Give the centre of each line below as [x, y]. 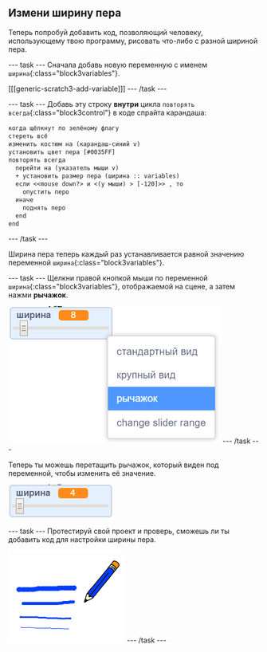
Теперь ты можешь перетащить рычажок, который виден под [114, 465]
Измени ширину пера [65, 13]
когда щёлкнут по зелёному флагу [64, 128]
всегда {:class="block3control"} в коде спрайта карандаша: [108, 112]
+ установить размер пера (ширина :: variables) [98, 176]
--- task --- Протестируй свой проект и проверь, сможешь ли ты [119, 531]
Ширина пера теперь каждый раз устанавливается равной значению [126, 253]
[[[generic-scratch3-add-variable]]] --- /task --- [88, 88]
